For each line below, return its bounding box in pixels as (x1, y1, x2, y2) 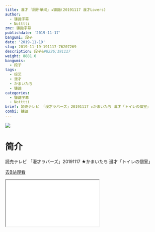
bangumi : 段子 (5, 35, 33, 40)
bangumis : (5, 58, 26, 63)
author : (5, 12, 21, 17)
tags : (5, 68, 16, 73)
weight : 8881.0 (5, 53, 37, 59)
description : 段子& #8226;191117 (5, 49, 71, 54)
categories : (5, 90, 30, 95)
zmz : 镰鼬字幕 (5, 26, 31, 31)
